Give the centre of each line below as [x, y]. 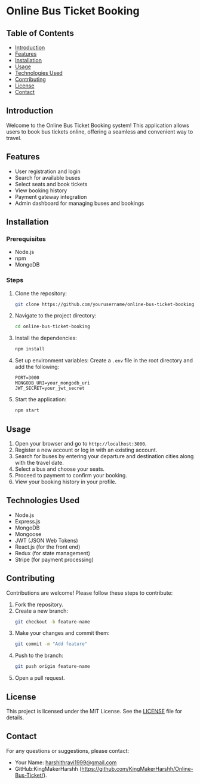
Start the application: [41, 399]
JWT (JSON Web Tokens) [47, 540]
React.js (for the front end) [47, 547]
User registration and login [47, 171]
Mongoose [28, 534]
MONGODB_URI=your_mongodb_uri [53, 383]
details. [15, 718]
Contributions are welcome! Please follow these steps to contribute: [90, 593]
